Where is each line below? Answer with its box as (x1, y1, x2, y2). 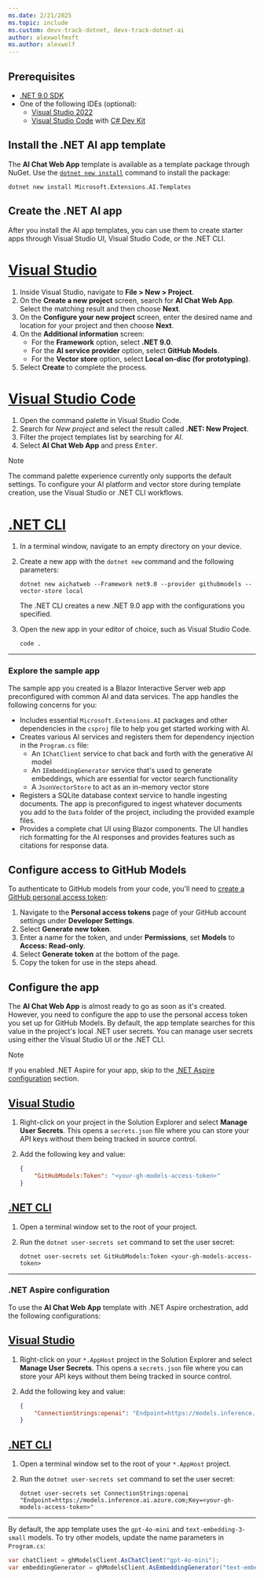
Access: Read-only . (19, 941, 86, 951)
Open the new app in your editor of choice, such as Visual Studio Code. (19, 624, 251, 634)
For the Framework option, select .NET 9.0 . (31, 337, 173, 347)
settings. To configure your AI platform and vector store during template (8, 480, 241, 489)
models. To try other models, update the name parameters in (27, 1533, 225, 1542)
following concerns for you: (8, 700, 97, 709)
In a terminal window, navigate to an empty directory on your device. (19, 542, 242, 551)
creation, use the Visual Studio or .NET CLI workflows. (8, 488, 184, 498)
